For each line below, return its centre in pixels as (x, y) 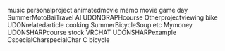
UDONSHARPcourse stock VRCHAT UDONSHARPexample (92, 32)
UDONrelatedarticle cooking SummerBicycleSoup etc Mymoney (100, 25)
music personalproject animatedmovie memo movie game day (98, 10)
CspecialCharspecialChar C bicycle (59, 40)
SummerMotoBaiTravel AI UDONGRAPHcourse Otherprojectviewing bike (112, 17)
